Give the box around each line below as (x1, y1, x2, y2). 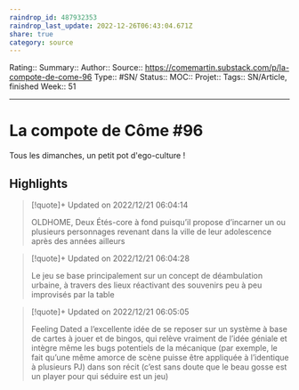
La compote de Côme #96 (9, 121, 204, 141)
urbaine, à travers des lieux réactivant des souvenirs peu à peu (30, 280, 263, 290)
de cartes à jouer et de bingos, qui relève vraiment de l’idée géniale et (30, 333, 287, 344)
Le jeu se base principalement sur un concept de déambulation (30, 271, 263, 280)
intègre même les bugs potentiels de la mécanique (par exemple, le (30, 343, 278, 353)
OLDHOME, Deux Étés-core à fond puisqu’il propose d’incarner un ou (30, 217, 287, 227)
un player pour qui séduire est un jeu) (30, 371, 169, 381)
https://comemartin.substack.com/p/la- (144, 62, 290, 73)
